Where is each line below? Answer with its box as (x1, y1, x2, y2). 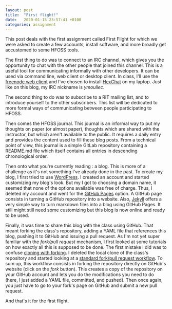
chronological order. (5, 153, 48, 159)
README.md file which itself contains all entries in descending (5, 148, 138, 154)
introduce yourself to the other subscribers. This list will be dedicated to (5, 100, 158, 106)
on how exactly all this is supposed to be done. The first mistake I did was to (5, 244, 167, 250)
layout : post (5, 7, 33, 13)
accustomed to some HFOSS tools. (5, 47, 80, 53)
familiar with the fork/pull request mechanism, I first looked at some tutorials (5, 239, 167, 245)
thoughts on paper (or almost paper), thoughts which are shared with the (5, 126, 160, 132)
